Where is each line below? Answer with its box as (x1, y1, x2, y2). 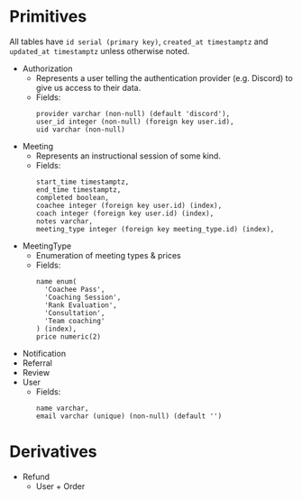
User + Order (35, 480, 86, 492)
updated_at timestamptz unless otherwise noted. (9, 45, 190, 56)
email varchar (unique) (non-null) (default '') (35, 412, 223, 421)
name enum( (35, 277, 78, 286)
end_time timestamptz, (35, 185, 122, 195)
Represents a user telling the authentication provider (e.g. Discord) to (35, 72, 293, 83)
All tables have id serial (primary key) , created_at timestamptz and (9, 36, 269, 47)
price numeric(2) (35, 331, 102, 341)
